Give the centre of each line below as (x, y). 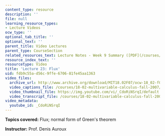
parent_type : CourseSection (34, 51)
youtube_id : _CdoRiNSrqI (35, 106)
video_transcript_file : (34, 96)
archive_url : (23, 82)
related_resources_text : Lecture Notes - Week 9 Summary (65, 55)
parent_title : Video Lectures (36, 46)
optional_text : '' (24, 42)
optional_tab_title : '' (29, 37)
